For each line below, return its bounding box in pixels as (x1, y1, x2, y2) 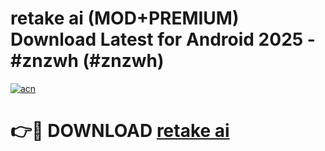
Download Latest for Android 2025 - (10, 28, 316, 51)
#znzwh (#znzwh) (10, 50, 165, 72)
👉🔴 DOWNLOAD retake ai (10, 120, 230, 142)
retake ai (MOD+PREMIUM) (10, 7, 240, 30)
